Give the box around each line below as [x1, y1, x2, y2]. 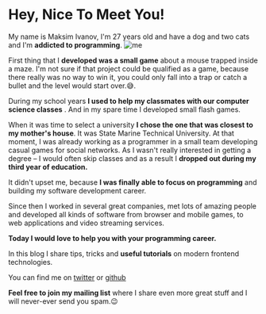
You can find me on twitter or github [8, 272, 126, 282]
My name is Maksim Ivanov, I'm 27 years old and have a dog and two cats [8, 32, 250, 41]
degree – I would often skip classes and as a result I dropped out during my [8, 153, 256, 163]
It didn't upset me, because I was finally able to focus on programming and [8, 177, 257, 187]
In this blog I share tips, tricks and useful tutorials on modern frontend [8, 248, 240, 258]
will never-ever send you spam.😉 [8, 296, 118, 306]
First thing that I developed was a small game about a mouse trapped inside [8, 56, 258, 65]
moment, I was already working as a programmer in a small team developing [8, 136, 258, 146]
